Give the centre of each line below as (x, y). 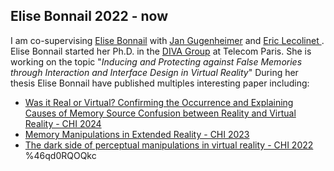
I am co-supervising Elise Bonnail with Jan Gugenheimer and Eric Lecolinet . (167, 40)
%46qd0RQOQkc (60, 155)
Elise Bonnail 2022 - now (89, 16)
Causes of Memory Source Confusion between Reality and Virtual (160, 113)
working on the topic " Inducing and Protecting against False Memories (156, 61)
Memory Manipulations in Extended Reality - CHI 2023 (137, 134)
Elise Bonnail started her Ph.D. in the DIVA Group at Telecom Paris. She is (161, 51)
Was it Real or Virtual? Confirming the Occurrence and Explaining (159, 102)
